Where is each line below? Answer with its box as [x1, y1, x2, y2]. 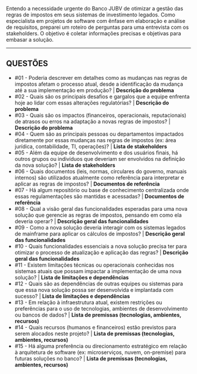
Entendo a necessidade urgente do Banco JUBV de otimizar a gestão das [6, 5, 184, 12]
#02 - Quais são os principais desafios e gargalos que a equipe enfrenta [14, 93, 190, 100]
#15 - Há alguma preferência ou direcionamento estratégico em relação [14, 342, 188, 349]
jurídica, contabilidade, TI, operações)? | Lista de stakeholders [14, 143, 167, 150]
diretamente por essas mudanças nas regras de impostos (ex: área [14, 136, 176, 143]
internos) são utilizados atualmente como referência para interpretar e [14, 174, 185, 181]
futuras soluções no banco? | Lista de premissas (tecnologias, [14, 355, 168, 362]
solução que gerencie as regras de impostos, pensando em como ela [14, 211, 182, 218]
